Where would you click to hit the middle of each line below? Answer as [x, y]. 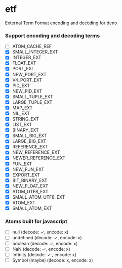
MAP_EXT [22, 108]
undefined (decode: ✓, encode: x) [47, 238]
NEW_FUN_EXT [28, 169]
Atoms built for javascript [36, 222]
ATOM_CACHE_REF [32, 46]
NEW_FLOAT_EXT [30, 186]
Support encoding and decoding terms [53, 36]
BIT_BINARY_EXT [30, 180]
